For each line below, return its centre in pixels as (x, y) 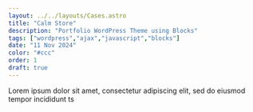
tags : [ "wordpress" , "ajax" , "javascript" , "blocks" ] (94, 38)
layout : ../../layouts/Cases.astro (67, 16)
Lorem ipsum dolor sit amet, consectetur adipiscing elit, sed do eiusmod (127, 90)
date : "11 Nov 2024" (43, 46)
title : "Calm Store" (43, 23)
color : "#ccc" (32, 53)
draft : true (28, 68)
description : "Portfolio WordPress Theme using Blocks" (103, 30)
